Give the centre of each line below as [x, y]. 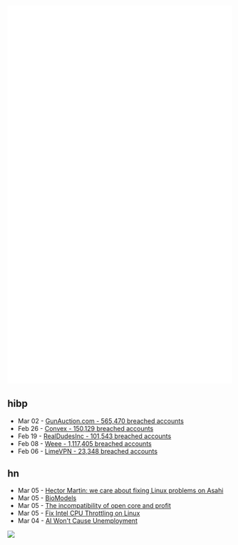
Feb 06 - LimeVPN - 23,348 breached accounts [88, 451]
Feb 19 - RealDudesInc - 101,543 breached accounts [94, 436]
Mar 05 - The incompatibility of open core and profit [94, 506]
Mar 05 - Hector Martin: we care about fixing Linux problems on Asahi [120, 491]
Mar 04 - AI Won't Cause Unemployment [77, 521]
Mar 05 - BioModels [47, 498]
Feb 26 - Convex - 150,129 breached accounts [86, 428]
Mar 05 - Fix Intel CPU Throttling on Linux [79, 513]
